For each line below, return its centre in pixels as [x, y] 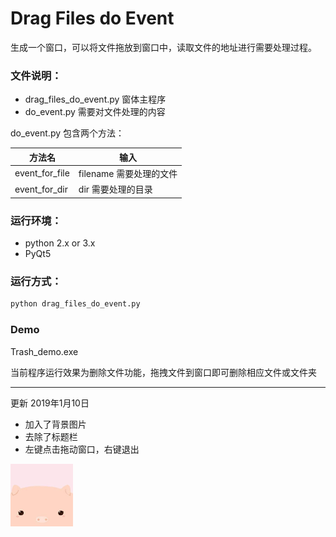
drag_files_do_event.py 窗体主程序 [95, 99]
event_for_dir [41, 189]
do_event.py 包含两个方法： [67, 133]
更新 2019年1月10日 [50, 403]
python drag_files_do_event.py [75, 304]
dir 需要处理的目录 [115, 189]
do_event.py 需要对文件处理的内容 [95, 112]
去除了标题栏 [51, 436]
